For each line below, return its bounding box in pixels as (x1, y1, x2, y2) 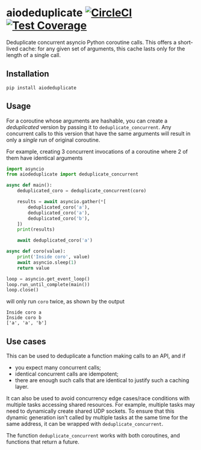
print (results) (17, 227, 55, 233)
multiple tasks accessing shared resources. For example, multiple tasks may (6, 401, 196, 409)
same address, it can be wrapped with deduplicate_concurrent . (6, 421, 164, 428)
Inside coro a (6, 309, 42, 315)
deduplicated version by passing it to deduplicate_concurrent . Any (6, 123, 172, 130)
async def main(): (6, 182, 52, 189)
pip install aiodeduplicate (6, 85, 77, 91)
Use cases (6, 336, 46, 347)
